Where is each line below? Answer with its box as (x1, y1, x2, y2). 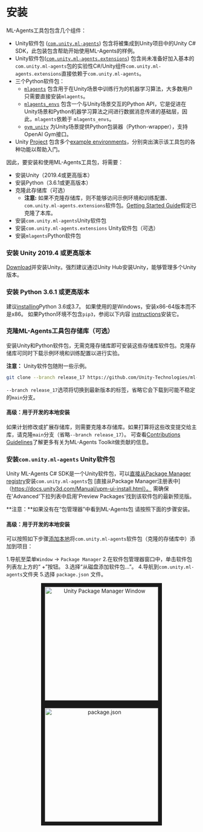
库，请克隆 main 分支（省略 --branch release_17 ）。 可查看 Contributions (6, 431, 181, 438)
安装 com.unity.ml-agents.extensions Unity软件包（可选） (14, 224, 159, 231)
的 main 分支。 (6, 393, 39, 401)
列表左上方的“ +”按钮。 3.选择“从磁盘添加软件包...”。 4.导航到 (6, 563, 159, 570)
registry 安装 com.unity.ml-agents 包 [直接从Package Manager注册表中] (6, 478, 181, 485)
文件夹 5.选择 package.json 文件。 (22, 571, 107, 578)
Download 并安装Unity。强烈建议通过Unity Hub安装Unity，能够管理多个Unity (6, 264, 196, 271)
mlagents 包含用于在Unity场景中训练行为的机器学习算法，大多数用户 (24, 85, 193, 92)
